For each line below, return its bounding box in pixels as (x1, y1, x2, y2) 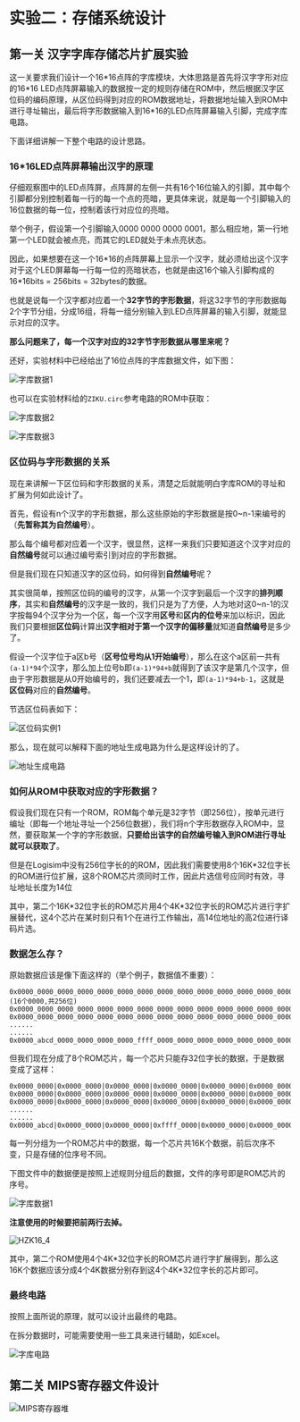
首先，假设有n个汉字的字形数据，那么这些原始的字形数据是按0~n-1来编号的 (9, 508, 286, 518)
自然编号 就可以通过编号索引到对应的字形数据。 (9, 549, 181, 560)
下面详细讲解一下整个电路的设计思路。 (9, 136, 150, 146)
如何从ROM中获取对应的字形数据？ (9, 785, 159, 797)
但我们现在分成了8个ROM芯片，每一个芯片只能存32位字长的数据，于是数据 (9, 1053, 285, 1064)
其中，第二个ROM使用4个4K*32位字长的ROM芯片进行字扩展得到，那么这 (9, 1253, 279, 1265)
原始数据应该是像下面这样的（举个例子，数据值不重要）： (9, 970, 217, 980)
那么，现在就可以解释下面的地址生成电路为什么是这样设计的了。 (9, 741, 244, 752)
